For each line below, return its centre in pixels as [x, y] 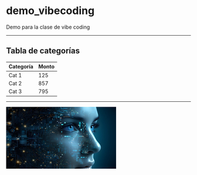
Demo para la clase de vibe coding [48, 27]
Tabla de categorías [43, 51]
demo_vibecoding [50, 11]
